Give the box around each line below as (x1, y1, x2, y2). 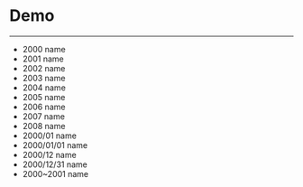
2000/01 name (22, 130, 77, 141)
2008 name (22, 120, 66, 131)
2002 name (22, 62, 66, 73)
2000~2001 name (22, 168, 89, 179)
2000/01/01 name (22, 139, 88, 150)
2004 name (22, 82, 66, 93)
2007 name (22, 110, 66, 122)
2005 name (22, 91, 66, 102)
